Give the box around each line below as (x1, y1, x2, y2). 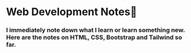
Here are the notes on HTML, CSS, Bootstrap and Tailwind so (6, 33, 182, 41)
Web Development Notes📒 (6, 5, 138, 19)
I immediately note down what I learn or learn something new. (6, 26, 185, 34)
